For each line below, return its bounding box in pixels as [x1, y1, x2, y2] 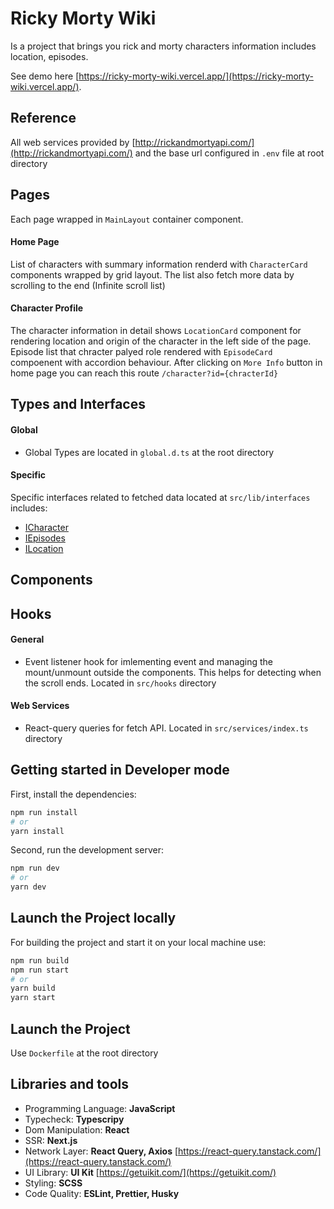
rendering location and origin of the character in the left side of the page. [10, 335, 312, 347]
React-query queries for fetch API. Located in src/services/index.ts [24, 722, 309, 734]
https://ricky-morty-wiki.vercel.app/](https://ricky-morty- [78, 70, 314, 82]
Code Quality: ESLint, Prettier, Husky [24, 1187, 180, 1199]
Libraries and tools [10, 1076, 130, 1093]
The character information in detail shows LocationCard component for [10, 324, 302, 336]
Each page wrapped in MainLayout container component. [10, 213, 244, 225]
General [10, 633, 45, 646]
